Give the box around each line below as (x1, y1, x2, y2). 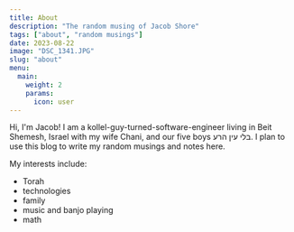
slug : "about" (9, 55, 63, 64)
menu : (9, 64, 30, 73)
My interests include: (9, 159, 87, 170)
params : (25, 88, 54, 97)
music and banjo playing (22, 205, 114, 216)
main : (17, 72, 39, 81)
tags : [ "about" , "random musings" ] (9, 30, 143, 39)
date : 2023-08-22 (9, 38, 75, 48)
